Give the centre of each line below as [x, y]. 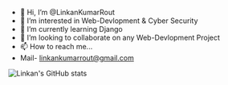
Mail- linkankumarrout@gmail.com [77, 58]
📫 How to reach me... [56, 46]
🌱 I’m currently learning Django [71, 29]
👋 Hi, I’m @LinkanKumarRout [67, 12]
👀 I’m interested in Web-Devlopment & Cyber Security [109, 21]
